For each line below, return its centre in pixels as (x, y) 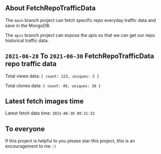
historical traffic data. (27, 40)
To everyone (25, 129)
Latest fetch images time (44, 101)
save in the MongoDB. (28, 25)
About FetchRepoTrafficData (50, 8)
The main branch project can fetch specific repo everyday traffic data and (80, 20)
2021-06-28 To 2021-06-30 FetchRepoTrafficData (80, 56)
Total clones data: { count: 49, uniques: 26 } (53, 85)
